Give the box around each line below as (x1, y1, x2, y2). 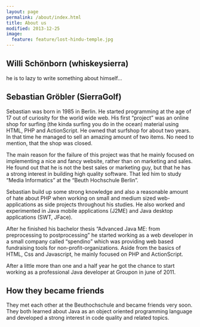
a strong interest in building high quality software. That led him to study (6, 170, 181, 177)
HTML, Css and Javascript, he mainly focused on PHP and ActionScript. (6, 250, 183, 258)
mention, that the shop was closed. (6, 139, 93, 146)
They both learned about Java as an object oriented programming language (6, 308, 193, 315)
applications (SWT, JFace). (6, 213, 73, 221)
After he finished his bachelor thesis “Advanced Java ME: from (6, 225, 161, 232)
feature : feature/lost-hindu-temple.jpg (11, 36, 113, 42)
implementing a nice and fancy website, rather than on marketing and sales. (6, 157, 193, 164)
